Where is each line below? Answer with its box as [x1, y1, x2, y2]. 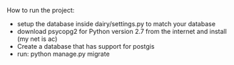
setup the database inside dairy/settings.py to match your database [16, 20, 215, 28]
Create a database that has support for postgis [16, 42, 155, 50]
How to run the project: [6, 6, 75, 14]
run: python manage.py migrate [16, 49, 110, 58]
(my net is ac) [16, 35, 58, 43]
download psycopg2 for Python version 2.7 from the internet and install [16, 28, 228, 35]
